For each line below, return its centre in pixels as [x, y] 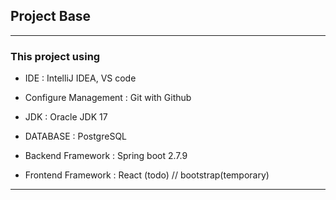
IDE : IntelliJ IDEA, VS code [80, 78]
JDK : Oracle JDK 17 [66, 117]
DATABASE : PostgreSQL [76, 136]
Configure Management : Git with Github [108, 98]
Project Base [51, 16]
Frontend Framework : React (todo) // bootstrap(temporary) [147, 175]
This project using [55, 56]
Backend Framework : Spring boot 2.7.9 [106, 156]
